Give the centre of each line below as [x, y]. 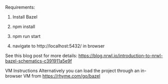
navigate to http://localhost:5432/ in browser [58, 46]
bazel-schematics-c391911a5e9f [39, 61]
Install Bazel [25, 17]
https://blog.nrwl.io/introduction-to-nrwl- [120, 55]
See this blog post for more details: [41, 55]
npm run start [26, 36]
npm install [24, 26]
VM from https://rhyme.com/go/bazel [62, 76]
